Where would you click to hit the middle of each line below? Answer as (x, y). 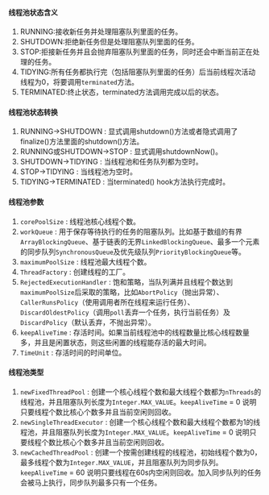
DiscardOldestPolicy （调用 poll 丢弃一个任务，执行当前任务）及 (125, 312)
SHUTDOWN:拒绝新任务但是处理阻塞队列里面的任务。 (109, 42)
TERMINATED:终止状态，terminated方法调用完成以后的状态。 (122, 92)
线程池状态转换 (33, 112)
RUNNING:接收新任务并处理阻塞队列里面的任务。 (101, 31)
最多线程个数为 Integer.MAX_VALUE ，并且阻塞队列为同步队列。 (121, 462)
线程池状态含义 (33, 12)
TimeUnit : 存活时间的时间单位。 (73, 352)
